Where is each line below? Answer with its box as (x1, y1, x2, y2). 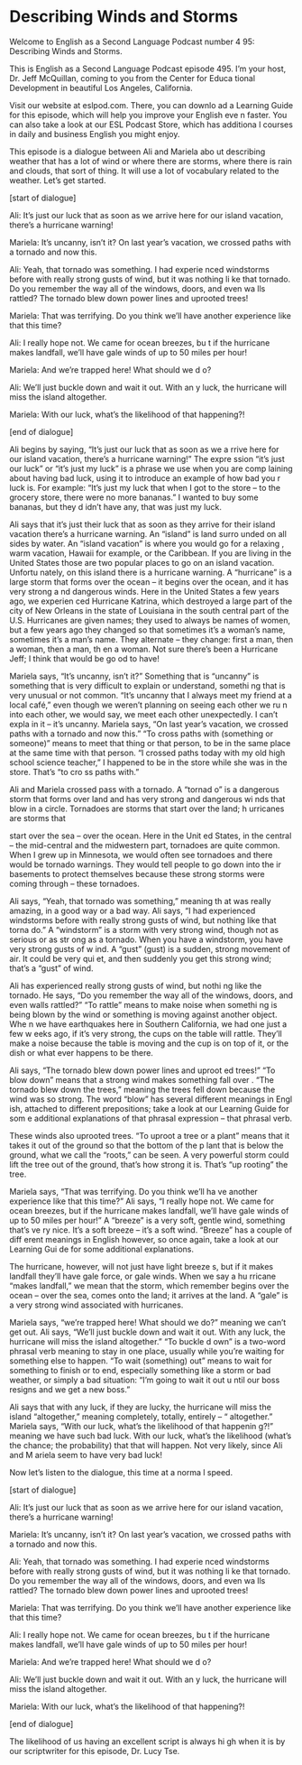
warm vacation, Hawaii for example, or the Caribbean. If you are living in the (9, 548, 292, 559)
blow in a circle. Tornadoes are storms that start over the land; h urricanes (9, 803, 285, 814)
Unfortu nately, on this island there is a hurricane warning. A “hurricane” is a (9, 567, 293, 578)
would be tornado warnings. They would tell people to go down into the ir (9, 859, 281, 870)
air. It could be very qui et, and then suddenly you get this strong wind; (9, 953, 272, 964)
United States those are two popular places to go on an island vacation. (9, 557, 275, 568)
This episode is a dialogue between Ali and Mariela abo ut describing (9, 146, 266, 157)
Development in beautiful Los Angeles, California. (9, 82, 194, 93)
